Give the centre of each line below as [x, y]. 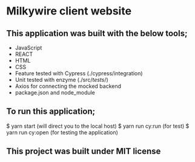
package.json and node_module [55, 92]
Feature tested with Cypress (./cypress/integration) [79, 73]
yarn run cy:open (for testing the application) [62, 132]
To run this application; [51, 112]
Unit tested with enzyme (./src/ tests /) [62, 80]
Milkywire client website [69, 11]
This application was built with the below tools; [97, 33]
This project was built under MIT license [84, 151]
